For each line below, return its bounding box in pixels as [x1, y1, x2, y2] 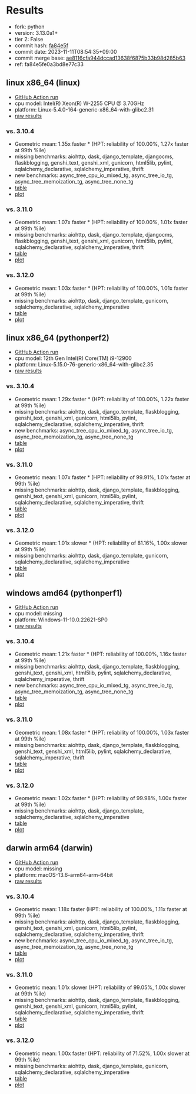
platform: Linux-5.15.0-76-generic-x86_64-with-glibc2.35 [14, 361, 154, 368]
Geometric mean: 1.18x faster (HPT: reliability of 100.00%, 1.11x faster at [14, 906, 187, 913]
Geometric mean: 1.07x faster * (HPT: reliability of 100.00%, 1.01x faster [14, 219, 188, 226]
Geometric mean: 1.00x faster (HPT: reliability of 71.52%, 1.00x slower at [14, 1050, 190, 1057]
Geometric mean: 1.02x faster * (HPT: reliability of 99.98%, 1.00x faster [14, 795, 187, 802]
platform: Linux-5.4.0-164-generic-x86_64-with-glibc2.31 [14, 106, 154, 113]
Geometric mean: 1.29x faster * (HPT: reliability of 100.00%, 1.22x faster [14, 395, 190, 402]
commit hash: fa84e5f [14, 42, 69, 49]
